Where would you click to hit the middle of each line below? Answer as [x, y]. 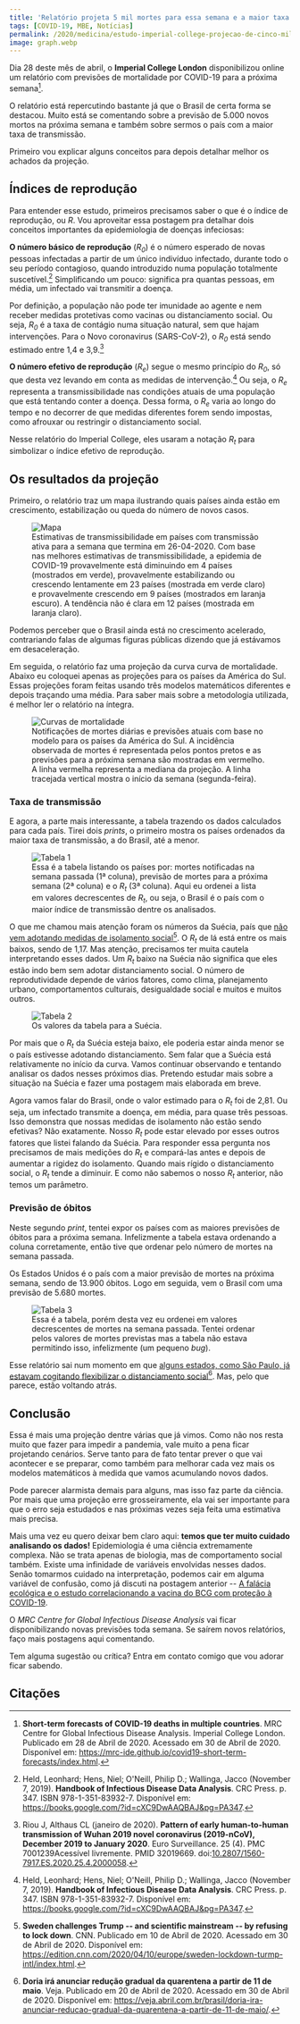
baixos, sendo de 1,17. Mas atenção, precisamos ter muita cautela [129, 949]
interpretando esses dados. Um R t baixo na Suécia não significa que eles [144, 960]
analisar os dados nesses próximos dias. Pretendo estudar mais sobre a [142, 1074]
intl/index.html [48, 1963]
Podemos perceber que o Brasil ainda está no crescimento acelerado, [137, 630]
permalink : [29, 34]
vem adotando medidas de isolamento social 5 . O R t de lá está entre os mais [148, 938]
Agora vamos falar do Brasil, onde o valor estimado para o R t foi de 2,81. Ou [149, 1102]
